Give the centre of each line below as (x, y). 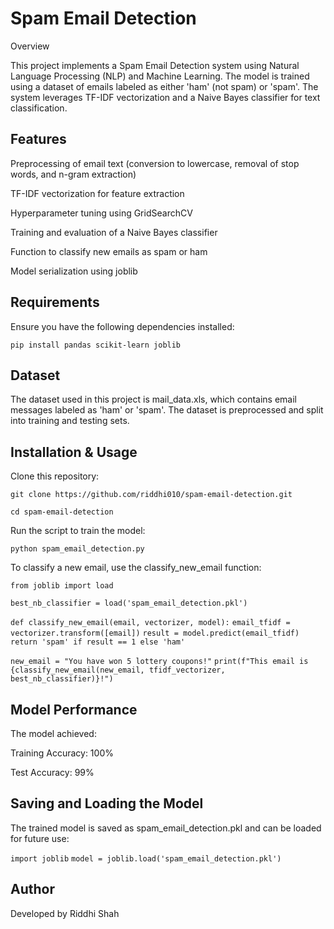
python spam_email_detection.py (77, 549)
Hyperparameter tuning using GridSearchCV (101, 213)
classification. (39, 108)
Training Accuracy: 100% (62, 753)
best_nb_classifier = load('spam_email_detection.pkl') (129, 603)
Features (38, 139)
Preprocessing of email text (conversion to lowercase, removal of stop (155, 163)
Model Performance (74, 709)
